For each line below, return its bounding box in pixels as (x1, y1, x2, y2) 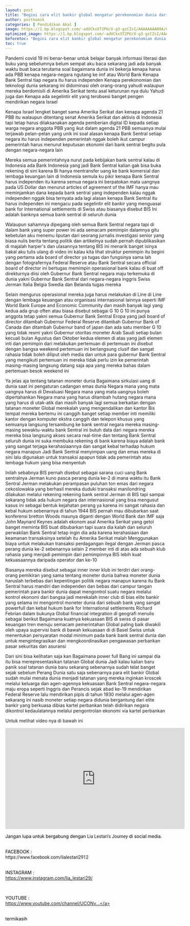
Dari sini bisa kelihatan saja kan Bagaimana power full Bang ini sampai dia (5, 653, 161, 659)
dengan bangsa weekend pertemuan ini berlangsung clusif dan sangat (5, 346, 155, 352)
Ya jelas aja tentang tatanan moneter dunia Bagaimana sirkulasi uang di (5, 377, 156, 384)
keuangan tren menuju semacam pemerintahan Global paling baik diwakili (5, 621, 161, 627)
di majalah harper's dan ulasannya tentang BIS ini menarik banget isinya (5, 243, 157, 249)
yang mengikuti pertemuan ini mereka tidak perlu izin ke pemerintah (5, 356, 149, 363)
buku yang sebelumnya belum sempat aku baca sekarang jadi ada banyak (5, 60, 162, 67)
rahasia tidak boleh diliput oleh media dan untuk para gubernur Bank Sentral (5, 351, 166, 357)
